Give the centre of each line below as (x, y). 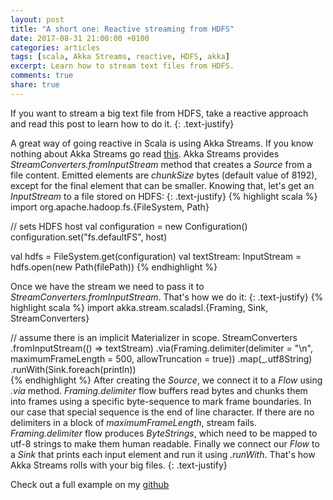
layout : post (37, 19)
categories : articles (55, 47)
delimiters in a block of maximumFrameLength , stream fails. (133, 422)
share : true (35, 85)
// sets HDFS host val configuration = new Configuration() (129, 226)
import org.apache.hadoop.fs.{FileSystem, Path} (110, 207)
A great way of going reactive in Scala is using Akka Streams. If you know (162, 143)
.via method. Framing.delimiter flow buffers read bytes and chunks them (159, 390)
